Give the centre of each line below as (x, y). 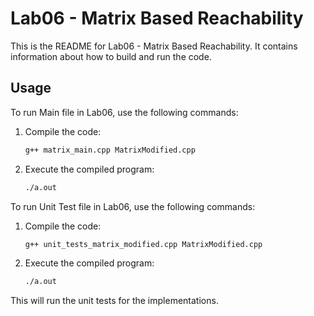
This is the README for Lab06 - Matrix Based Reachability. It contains (154, 46)
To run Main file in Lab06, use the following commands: (124, 112)
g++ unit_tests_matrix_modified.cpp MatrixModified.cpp (143, 244)
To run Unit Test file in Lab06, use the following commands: (133, 206)
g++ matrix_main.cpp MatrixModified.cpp (110, 150)
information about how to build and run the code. (111, 56)
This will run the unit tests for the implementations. (114, 301)
